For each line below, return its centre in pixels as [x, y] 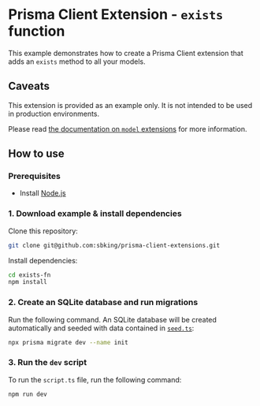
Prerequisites [34, 177]
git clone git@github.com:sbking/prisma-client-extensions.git [114, 245]
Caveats [29, 86]
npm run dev [28, 394]
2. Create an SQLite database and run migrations [103, 303]
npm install [28, 282]
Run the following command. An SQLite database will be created [112, 319]
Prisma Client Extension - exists [116, 15]
